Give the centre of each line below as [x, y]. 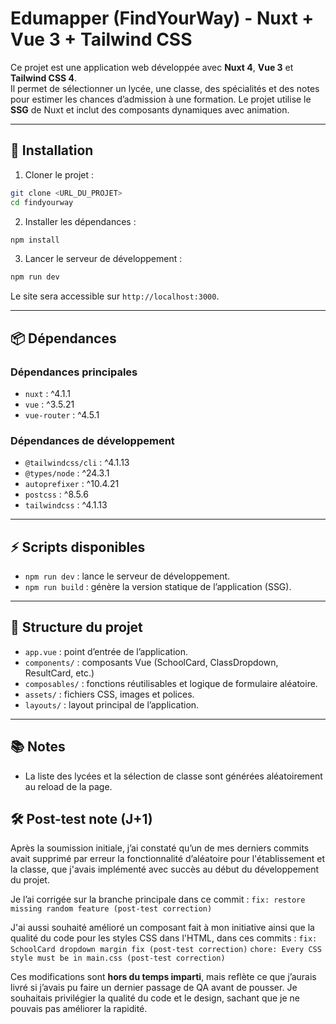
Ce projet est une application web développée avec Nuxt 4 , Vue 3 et [152, 67]
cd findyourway [42, 202]
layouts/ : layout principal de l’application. [112, 704]
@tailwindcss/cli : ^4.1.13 [77, 463]
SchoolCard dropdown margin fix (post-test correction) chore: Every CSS [166, 950]
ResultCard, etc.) [59, 673]
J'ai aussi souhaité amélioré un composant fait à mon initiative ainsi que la [162, 928]
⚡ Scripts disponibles [78, 547]
